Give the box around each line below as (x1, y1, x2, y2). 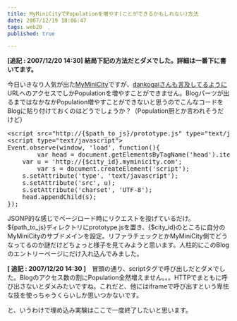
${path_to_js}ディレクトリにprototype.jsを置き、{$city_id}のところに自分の (7, 223, 226, 231)
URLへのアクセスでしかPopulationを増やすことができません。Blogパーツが (7, 89, 224, 97)
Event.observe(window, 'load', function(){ (7, 144, 160, 152)
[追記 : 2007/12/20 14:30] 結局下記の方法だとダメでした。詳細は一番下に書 (7, 56, 227, 65)
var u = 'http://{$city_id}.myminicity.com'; (22, 158, 183, 166)
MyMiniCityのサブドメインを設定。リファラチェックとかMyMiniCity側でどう (7, 232, 228, 241)
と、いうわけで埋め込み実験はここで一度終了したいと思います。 (7, 306, 193, 315)
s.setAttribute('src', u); (22, 179, 116, 187)
